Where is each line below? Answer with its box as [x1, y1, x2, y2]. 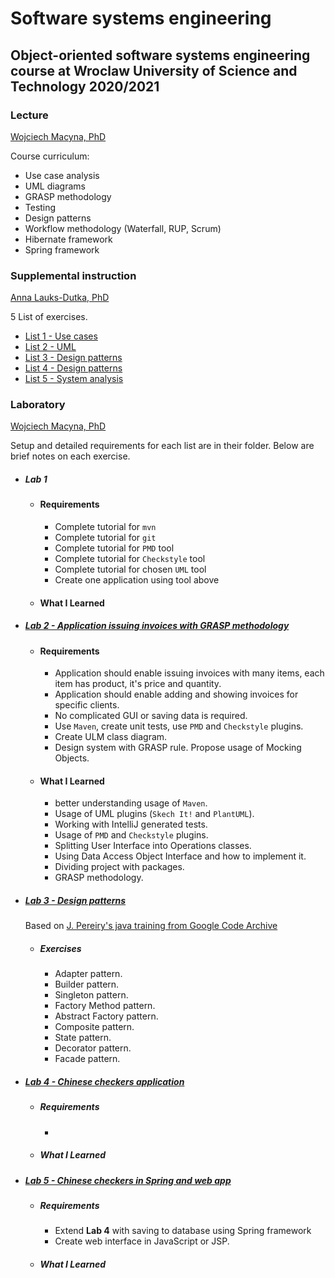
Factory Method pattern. [54, 1000, 156, 1012]
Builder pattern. [54, 978, 120, 991]
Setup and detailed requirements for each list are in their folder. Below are [10, 440, 315, 452]
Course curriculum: [10, 150, 90, 162]
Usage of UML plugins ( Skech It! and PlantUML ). [54, 808, 255, 820]
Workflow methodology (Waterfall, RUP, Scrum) [24, 222, 222, 234]
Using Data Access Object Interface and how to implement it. [54, 850, 307, 862]
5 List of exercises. [10, 311, 88, 323]
